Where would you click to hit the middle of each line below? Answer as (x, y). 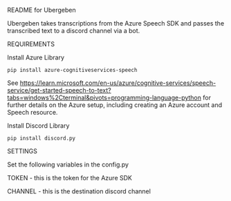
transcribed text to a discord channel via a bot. (74, 31)
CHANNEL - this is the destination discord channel (79, 191)
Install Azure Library (36, 57)
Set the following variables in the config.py (68, 164)
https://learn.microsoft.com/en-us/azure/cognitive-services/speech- (118, 83)
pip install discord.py (41, 138)
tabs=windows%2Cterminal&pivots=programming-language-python (104, 97)
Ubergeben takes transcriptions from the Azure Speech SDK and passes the (116, 23)
